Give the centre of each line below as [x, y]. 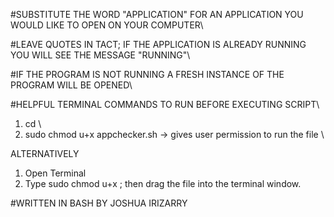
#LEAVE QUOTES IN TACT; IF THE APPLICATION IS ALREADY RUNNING [158, 44]
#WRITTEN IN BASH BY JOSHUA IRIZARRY [99, 203]
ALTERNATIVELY [45, 153]
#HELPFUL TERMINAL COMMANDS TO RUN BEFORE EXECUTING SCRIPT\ [165, 104]
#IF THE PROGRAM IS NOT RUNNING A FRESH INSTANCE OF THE [147, 74]
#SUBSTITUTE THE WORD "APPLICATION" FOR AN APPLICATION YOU [157, 14]
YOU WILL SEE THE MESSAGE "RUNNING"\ [100, 55]
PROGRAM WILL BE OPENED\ [71, 85]
